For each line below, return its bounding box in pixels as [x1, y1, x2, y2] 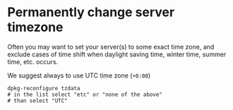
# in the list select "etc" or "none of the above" [7, 91, 162, 98]
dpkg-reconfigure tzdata [7, 85, 80, 92]
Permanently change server [7, 4, 175, 20]
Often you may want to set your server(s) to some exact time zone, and [7, 42, 215, 51]
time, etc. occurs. [7, 57, 59, 66]
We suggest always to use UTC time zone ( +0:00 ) [7, 71, 151, 80]
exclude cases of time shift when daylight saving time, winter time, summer [7, 50, 227, 59]
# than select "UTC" [7, 97, 68, 104]
